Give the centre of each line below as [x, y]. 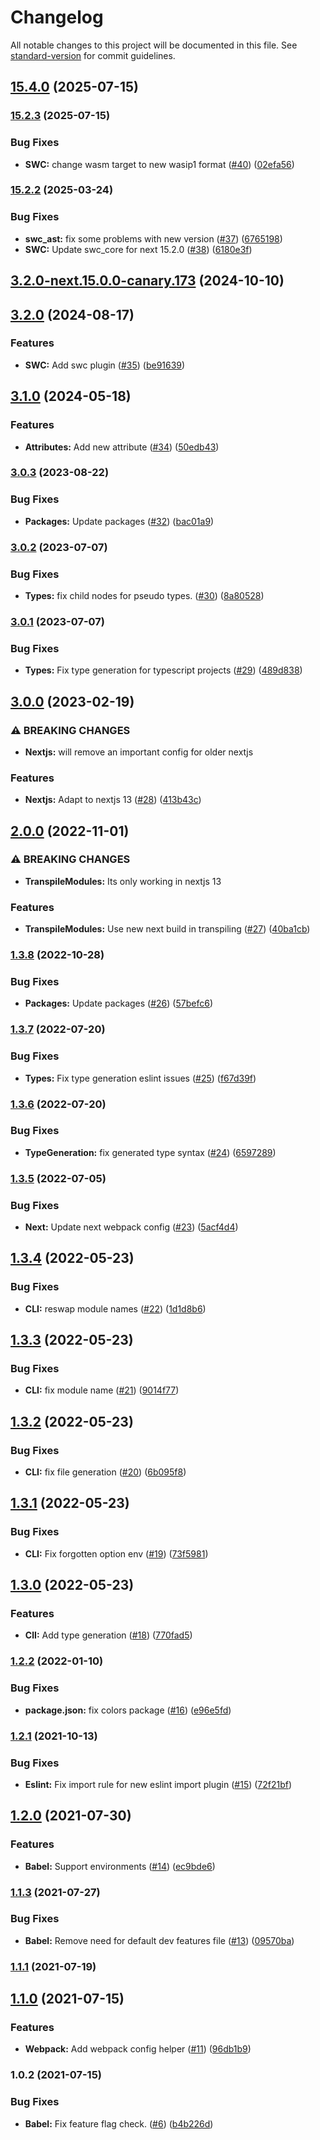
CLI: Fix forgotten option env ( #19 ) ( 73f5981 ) [116, 1553]
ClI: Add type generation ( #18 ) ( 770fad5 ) [108, 1635]
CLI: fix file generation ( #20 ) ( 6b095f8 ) [105, 1472]
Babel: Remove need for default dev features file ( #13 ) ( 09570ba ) [159, 1940]
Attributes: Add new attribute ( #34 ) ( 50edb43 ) [122, 447]
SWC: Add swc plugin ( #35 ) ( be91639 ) [105, 365]
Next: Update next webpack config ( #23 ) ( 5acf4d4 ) [131, 1227]
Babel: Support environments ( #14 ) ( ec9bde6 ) [120, 1866]
